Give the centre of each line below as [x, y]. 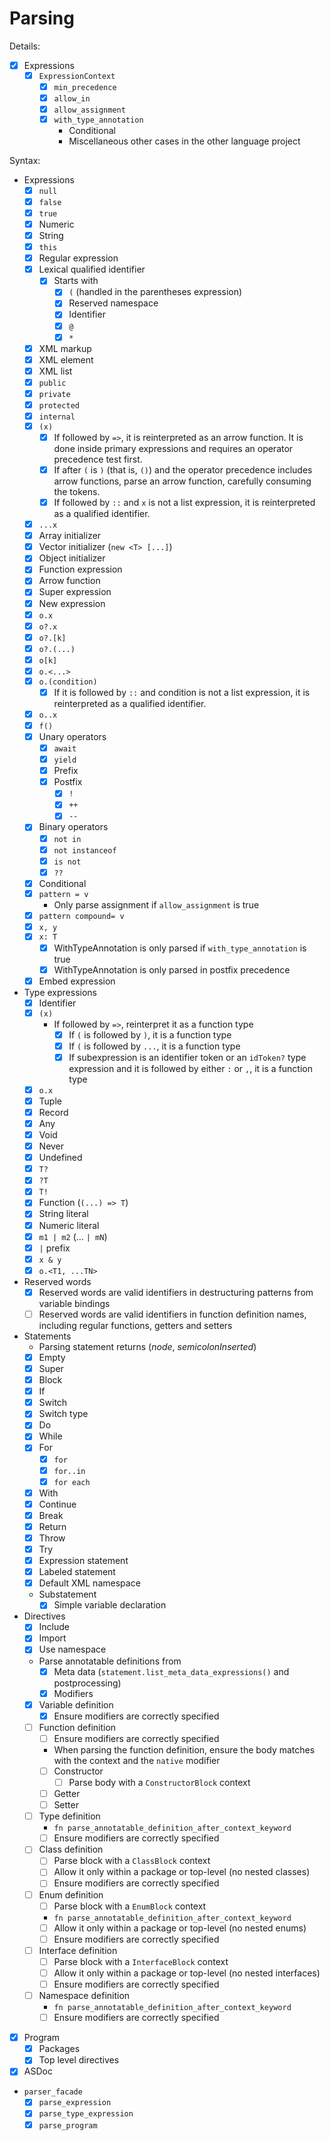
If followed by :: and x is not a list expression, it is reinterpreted [184, 503]
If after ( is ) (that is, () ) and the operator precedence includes [183, 469]
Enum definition [71, 1894]
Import [52, 1638]
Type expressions [60, 992]
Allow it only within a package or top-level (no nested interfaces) [187, 1973]
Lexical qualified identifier [92, 269]
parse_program [68, 2125]
